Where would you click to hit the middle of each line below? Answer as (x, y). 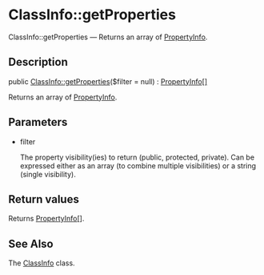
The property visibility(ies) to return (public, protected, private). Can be (137, 157)
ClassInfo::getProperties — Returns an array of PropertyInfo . (108, 37)
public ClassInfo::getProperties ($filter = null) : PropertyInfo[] (108, 81)
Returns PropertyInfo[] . (46, 219)
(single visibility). (48, 174)
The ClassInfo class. (42, 263)
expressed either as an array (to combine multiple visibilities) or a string (138, 165)
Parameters (38, 122)
